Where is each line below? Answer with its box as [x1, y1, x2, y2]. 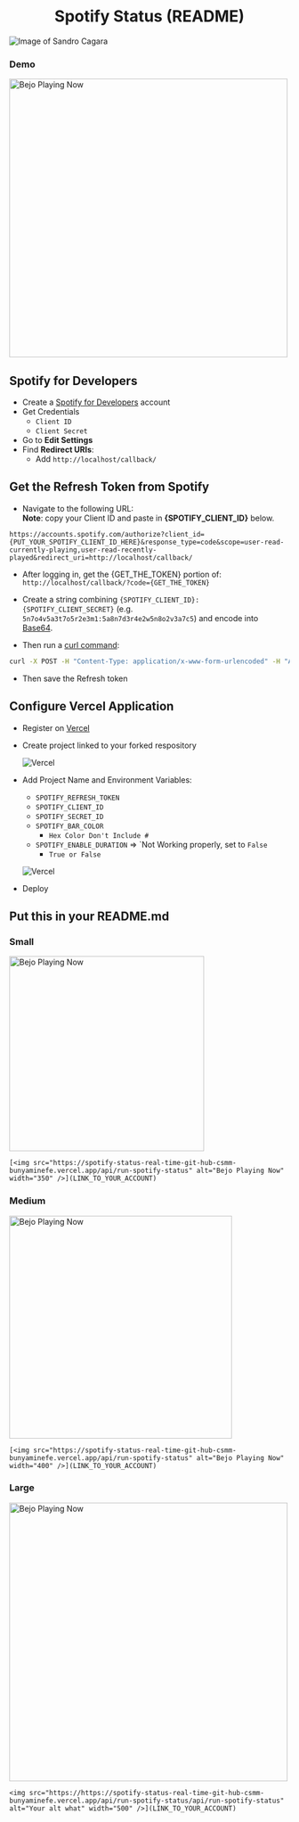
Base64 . [21, 622, 53, 633]
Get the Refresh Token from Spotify [9, 480, 210, 495]
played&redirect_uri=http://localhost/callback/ [9, 553, 193, 562]
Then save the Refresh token [21, 673, 128, 684]
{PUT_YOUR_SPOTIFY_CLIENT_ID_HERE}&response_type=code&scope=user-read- [9, 538, 285, 546]
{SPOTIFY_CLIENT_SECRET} [21, 604, 115, 614]
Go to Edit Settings [21, 435, 93, 446]
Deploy [21, 882, 49, 893]
